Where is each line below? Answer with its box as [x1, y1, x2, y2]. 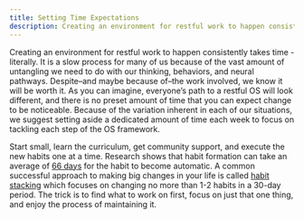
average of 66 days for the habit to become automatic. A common [9, 160, 255, 171]
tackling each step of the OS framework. [9, 123, 161, 134]
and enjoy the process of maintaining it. [9, 198, 157, 209]
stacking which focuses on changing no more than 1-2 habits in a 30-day [9, 179, 281, 190]
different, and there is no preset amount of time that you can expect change [9, 94, 292, 105]
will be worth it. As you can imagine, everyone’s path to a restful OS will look [9, 85, 294, 96]
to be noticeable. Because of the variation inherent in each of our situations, [9, 104, 292, 115]
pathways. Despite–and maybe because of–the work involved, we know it [9, 75, 283, 86]
